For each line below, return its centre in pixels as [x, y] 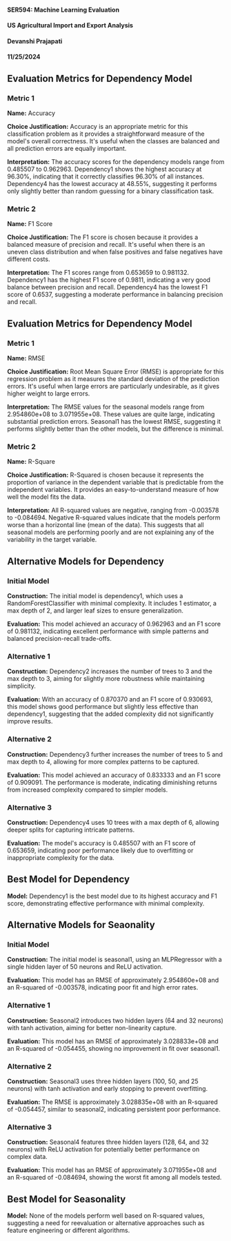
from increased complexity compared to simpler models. [88, 790]
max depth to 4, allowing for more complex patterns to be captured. [103, 761]
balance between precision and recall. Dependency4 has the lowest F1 [108, 287]
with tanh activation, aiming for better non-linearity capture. [92, 1027]
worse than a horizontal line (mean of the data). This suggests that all [106, 525]
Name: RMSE [26, 358]
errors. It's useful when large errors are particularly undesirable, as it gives [113, 387]
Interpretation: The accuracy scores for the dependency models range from [116, 162]
